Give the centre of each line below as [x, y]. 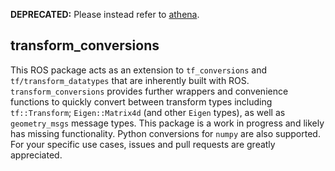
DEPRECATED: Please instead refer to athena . [105, 14]
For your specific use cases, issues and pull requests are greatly [143, 144]
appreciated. [36, 155]
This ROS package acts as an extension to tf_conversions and [139, 70]
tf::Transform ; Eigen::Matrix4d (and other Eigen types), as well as [148, 112]
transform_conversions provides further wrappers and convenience [149, 91]
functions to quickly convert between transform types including [141, 101]
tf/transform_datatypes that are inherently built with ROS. [130, 80]
